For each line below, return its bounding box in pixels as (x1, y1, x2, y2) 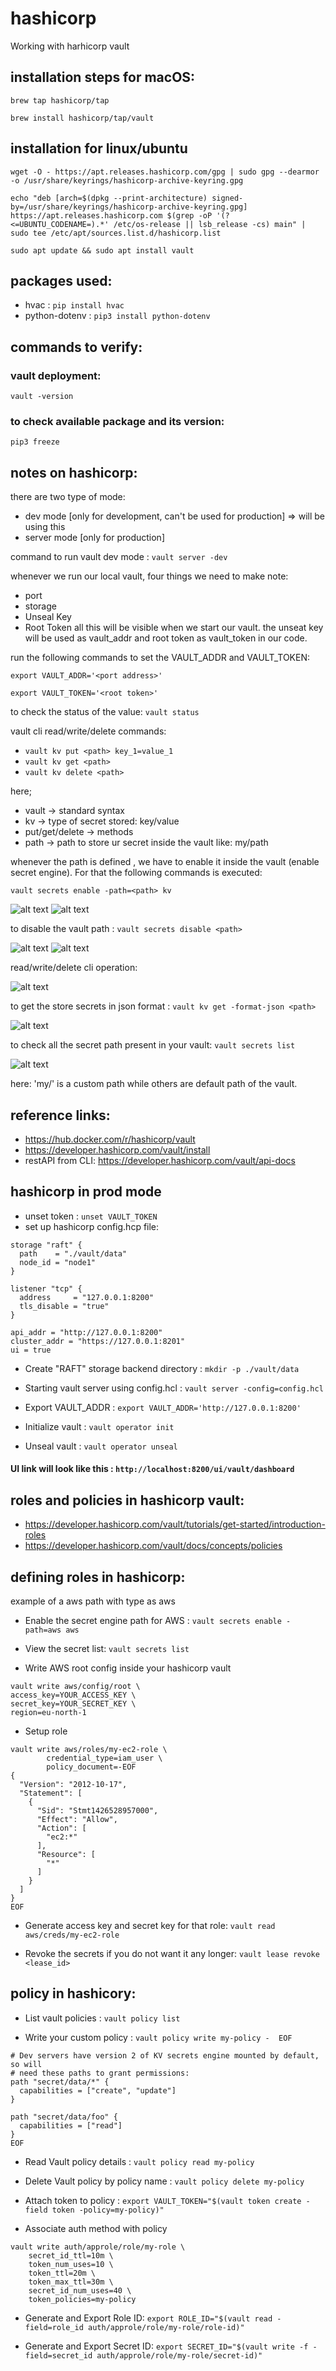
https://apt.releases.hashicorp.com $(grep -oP (10, 210, 213, 221)
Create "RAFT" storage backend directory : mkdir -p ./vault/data (24, 1362, 300, 1374)
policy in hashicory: (10, 1985, 137, 2002)
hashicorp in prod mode (10, 1183, 162, 1201)
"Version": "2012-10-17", (19, 1780, 128, 1790)
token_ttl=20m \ (28, 2268, 97, 2278)
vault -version (10, 392, 74, 402)
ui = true (10, 1345, 52, 1355)
